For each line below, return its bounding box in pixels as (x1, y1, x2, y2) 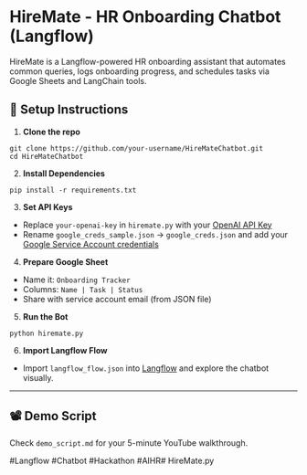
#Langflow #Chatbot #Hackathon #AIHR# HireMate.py (9, 455, 215, 466)
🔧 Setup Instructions (9, 102, 129, 118)
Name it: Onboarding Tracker (22, 274, 131, 285)
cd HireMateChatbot (9, 152, 84, 161)
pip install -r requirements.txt (9, 185, 137, 195)
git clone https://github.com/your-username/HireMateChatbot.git (9, 143, 263, 153)
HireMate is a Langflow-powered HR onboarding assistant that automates (9, 56, 286, 67)
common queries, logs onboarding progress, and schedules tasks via (9, 66, 270, 77)
